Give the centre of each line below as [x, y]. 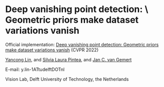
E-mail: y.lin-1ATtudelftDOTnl [35, 69]
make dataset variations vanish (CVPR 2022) [52, 50]
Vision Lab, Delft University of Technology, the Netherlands [67, 79]
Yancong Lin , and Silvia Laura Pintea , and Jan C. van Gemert [69, 59]
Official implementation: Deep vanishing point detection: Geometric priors [82, 44]
